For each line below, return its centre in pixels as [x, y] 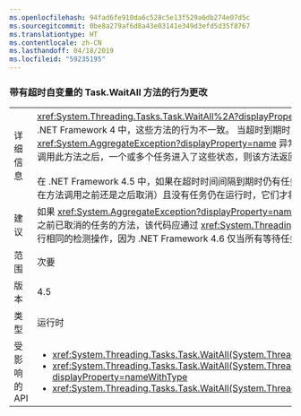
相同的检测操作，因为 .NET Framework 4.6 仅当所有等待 [163, 238]
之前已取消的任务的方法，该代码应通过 [118, 225]
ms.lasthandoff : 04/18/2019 [62, 51]
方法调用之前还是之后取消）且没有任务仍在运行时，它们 [163, 195]
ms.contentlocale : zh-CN [56, 43]
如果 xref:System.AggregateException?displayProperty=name [167, 212]
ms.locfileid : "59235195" [57, 59]
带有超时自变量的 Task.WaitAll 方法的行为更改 [108, 92]
